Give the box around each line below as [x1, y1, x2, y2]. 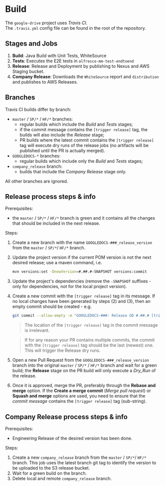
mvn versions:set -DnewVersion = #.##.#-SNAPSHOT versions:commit [12, 269, 147, 274]
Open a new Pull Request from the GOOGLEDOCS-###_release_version [12, 357, 149, 363]
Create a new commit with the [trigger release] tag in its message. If [12, 293, 155, 299]
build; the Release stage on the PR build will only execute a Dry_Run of [12, 368, 156, 374]
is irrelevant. [24, 328, 50, 334]
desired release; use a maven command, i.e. [12, 260, 102, 266]
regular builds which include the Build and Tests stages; [19, 121, 133, 127]
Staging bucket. [12, 68, 45, 74]
